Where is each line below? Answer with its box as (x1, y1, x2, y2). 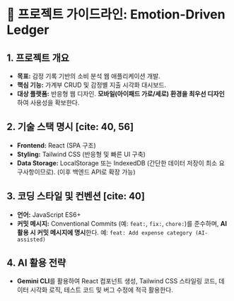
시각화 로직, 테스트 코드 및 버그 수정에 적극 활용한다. (30, 285, 174, 294)
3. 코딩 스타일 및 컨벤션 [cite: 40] (6, 190, 146, 202)
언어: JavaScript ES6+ (16, 210, 81, 219)
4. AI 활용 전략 (6, 257, 66, 269)
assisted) (16, 236, 47, 243)
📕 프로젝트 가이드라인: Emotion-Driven (6, 6, 226, 23)
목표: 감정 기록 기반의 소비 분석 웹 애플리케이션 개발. (16, 72, 160, 80)
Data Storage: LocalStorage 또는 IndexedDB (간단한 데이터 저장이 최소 (16, 158, 218, 167)
